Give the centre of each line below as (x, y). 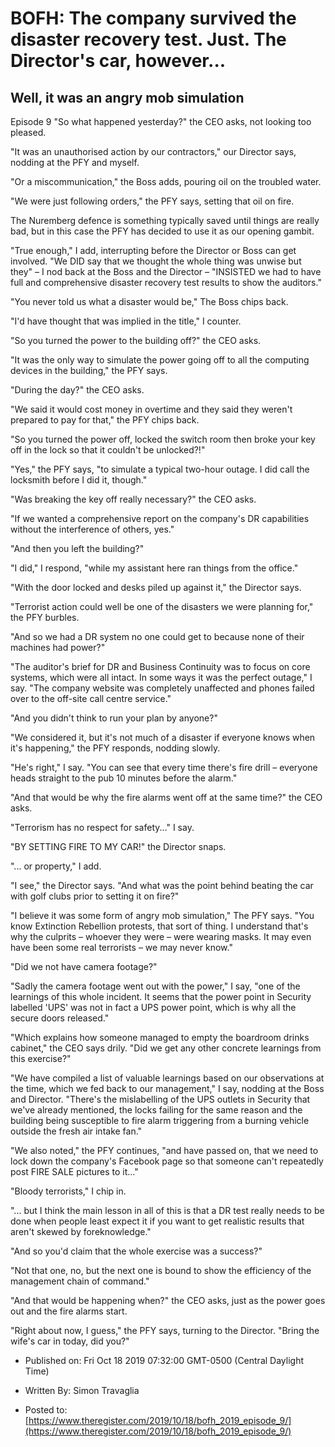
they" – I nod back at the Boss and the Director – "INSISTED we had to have (166, 271)
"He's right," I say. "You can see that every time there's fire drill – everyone (164, 767)
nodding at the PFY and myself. (75, 162)
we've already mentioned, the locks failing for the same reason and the (156, 1110)
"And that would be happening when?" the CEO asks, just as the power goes (168, 1300)
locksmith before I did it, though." (79, 480)
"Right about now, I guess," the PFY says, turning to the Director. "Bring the (165, 1330)
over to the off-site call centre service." (91, 698)
